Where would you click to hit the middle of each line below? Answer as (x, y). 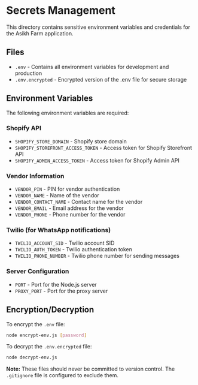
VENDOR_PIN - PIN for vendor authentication (67, 189)
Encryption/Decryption (50, 310)
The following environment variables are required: (68, 113)
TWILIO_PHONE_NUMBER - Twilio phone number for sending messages (97, 256)
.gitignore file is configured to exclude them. (62, 375)
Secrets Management (61, 10)
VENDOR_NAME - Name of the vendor (57, 195)
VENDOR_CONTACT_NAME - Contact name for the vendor (79, 202)
